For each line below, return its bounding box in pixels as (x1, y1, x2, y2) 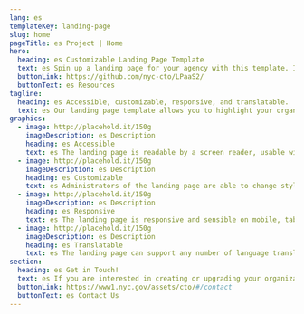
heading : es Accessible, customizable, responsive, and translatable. (17, 97, 290, 107)
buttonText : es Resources (17, 81, 116, 90)
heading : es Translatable (25, 241, 124, 250)
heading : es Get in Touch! (17, 266, 119, 275)
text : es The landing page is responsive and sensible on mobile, (25, 214, 281, 224)
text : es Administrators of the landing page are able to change (25, 182, 278, 191)
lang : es (9, 13, 43, 23)
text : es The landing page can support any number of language (25, 249, 270, 258)
